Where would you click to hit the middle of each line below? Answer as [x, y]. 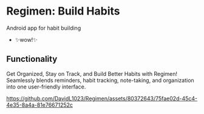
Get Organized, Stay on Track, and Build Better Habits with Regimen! [92, 73]
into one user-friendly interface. [46, 87]
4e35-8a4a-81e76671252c [40, 105]
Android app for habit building [44, 28]
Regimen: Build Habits [63, 11]
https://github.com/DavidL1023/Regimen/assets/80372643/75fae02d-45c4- [102, 98]
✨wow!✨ [26, 39]
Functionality [32, 59]
